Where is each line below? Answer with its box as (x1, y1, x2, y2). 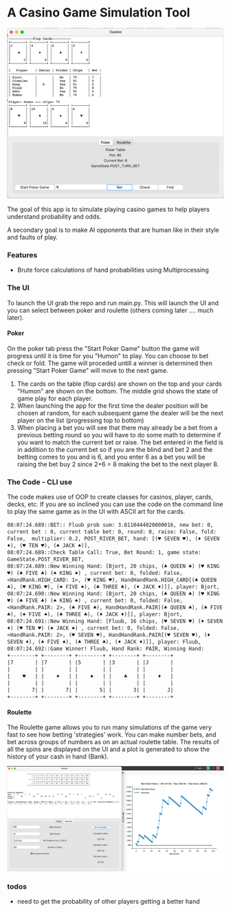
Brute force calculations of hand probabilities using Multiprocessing (16, 266, 209, 274)
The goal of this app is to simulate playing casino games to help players (7, 205, 210, 214)
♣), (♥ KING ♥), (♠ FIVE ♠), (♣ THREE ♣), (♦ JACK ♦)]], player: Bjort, (7, 583, 220, 591)
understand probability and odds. (7, 213, 102, 221)
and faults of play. (7, 233, 58, 241)
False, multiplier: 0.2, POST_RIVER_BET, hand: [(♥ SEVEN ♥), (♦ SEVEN (7, 535, 220, 543)
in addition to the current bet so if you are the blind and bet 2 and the (16, 445, 213, 453)
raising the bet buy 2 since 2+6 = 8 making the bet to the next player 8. (16, 459, 219, 468)
